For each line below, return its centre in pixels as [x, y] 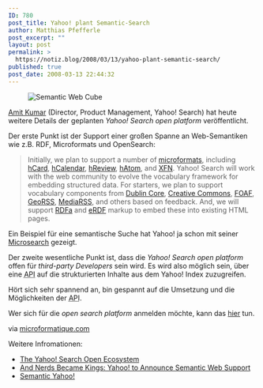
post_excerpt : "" [37, 38]
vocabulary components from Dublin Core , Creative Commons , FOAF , [141, 193]
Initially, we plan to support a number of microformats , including [131, 160]
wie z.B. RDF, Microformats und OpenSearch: [82, 144]
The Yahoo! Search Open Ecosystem [79, 359]
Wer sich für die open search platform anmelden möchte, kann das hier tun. [131, 313]
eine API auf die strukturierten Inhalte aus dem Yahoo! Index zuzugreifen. [127, 274]
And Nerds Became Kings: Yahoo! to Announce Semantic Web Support [135, 367]
